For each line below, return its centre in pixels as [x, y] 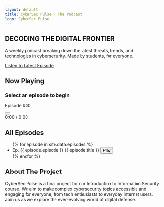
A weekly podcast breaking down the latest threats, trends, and [69, 51]
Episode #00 [18, 105]
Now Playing [25, 81]
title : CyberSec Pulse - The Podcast [44, 14]
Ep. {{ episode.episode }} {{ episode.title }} [56, 150]
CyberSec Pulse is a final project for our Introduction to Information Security [82, 183]
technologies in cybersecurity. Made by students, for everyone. [69, 56]
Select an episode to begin [38, 95]
